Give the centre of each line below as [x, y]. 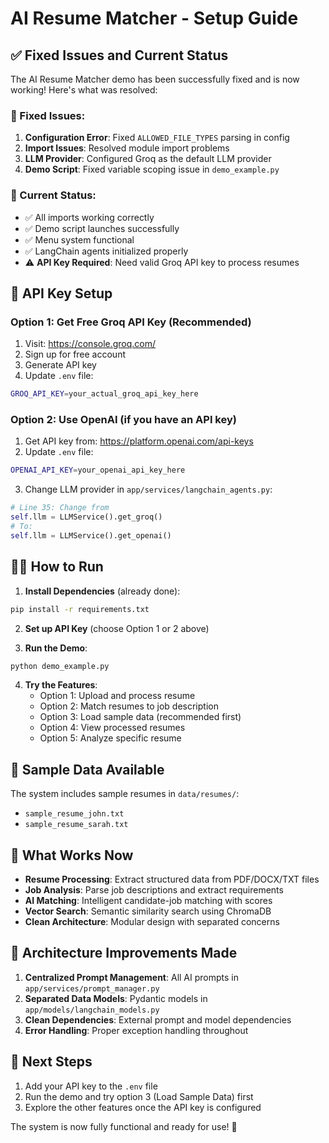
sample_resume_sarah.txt [76, 825]
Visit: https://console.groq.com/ [90, 344]
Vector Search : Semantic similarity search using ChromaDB [148, 911]
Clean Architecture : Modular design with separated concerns [152, 922]
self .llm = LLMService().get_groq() [86, 517]
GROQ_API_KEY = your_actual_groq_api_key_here [104, 394]
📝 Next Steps [51, 1062]
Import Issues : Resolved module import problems [127, 148]
